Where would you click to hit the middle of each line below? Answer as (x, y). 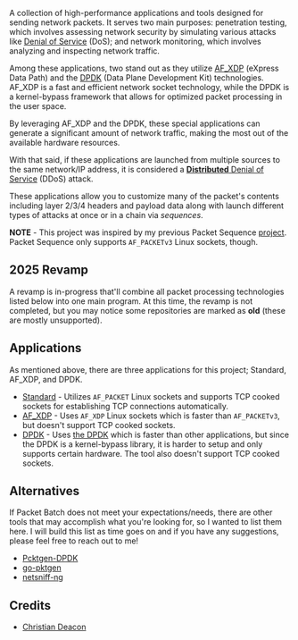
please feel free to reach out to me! (74, 541)
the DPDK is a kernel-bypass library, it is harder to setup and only (142, 444)
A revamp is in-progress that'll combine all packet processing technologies (147, 291)
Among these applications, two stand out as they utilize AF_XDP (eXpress (144, 68)
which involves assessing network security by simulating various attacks (143, 32)
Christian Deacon (54, 627)
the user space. (38, 106)
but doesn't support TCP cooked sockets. (99, 425)
